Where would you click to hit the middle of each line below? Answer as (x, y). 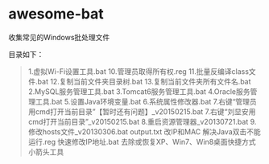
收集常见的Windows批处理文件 (59, 37)
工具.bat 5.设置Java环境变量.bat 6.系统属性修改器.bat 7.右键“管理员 (146, 101)
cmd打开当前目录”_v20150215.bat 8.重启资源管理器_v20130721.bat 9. (142, 121)
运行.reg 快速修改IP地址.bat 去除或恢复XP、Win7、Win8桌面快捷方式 (142, 141)
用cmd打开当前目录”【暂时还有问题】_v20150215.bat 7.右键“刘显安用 (142, 111)
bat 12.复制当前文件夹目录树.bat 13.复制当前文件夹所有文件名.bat (144, 81)
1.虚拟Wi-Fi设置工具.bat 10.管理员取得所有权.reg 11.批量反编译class (139, 71)
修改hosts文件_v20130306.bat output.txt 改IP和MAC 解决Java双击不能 (145, 131)
